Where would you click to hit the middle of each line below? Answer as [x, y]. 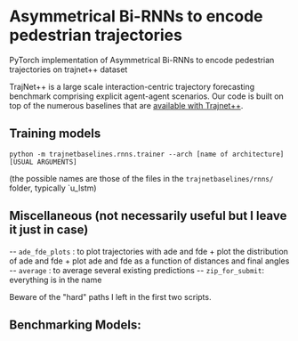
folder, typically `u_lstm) [53, 188]
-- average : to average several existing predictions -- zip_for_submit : [137, 270]
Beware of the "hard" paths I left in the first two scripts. [110, 296]
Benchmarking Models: [75, 325]
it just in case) [49, 230]
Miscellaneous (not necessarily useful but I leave [148, 216]
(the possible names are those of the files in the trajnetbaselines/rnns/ [141, 178]
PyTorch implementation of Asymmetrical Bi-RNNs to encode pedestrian [142, 60]
